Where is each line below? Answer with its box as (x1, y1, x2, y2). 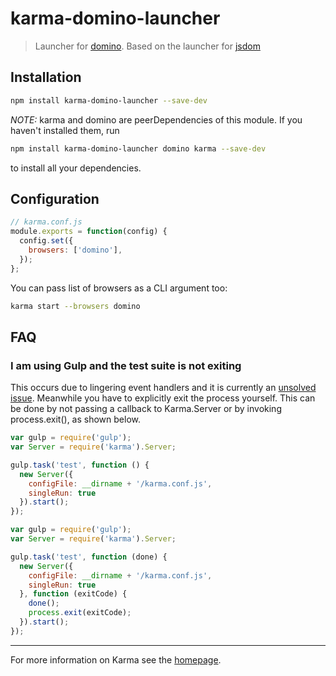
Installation (10, 69, 82, 86)
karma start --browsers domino (10, 301, 141, 311)
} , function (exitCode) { (19, 589, 128, 599)
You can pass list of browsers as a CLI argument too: (10, 282, 228, 294)
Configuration (10, 190, 100, 207)
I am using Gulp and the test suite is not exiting (10, 358, 242, 372)
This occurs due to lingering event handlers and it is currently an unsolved (10, 382, 317, 394)
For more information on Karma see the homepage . (10, 653, 222, 666)
